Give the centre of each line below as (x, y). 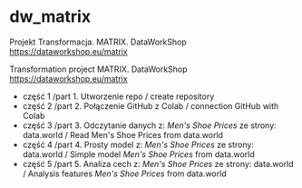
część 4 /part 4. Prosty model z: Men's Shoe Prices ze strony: (138, 144)
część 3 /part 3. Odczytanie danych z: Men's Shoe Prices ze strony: (149, 125)
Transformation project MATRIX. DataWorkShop (98, 69)
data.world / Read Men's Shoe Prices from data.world (123, 134)
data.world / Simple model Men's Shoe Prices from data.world (139, 154)
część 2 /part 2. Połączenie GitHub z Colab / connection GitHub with (151, 105)
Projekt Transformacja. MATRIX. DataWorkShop (98, 42)
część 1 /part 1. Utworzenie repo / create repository (118, 96)
